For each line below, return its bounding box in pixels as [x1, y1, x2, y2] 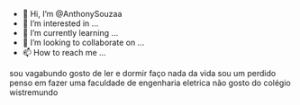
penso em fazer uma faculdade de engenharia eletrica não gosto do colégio [9, 77, 291, 88]
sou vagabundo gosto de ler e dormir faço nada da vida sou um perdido [9, 68, 277, 78]
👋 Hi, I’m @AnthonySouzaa [22, 9, 123, 19]
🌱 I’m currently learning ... [22, 28, 119, 38]
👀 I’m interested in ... [22, 18, 99, 29]
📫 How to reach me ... [22, 48, 106, 57]
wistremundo [9, 87, 59, 98]
